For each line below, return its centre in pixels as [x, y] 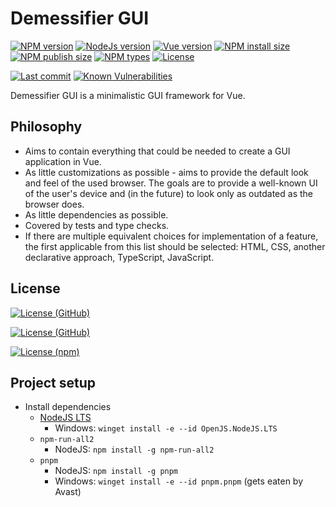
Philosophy [46, 127]
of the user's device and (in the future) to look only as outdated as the [168, 193]
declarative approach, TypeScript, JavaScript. [119, 257]
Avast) [68, 492]
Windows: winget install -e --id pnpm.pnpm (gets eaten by [179, 481]
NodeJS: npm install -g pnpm [116, 471]
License [35, 288]
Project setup [53, 382]
